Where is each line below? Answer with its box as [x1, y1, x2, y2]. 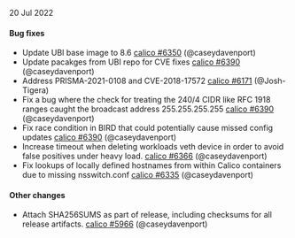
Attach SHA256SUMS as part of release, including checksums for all [21, 210, 273, 220]
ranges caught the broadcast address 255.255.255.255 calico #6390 [21, 104, 275, 114]
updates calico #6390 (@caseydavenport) [21, 132, 177, 142]
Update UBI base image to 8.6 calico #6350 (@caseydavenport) [21, 48, 257, 58]
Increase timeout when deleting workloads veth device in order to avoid [21, 142, 284, 152]
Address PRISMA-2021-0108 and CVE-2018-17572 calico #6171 [21, 75, 252, 87]
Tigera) [21, 85, 50, 96]
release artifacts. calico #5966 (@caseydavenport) [21, 219, 208, 229]
